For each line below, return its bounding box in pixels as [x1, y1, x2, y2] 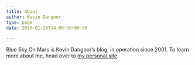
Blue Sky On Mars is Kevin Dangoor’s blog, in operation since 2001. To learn [6, 46, 189, 53]
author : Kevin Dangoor [6, 14, 61, 20]
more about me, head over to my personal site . [6, 52, 119, 59]
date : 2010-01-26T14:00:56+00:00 [6, 25, 88, 31]
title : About [6, 8, 38, 15]
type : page [6, 19, 33, 25]
